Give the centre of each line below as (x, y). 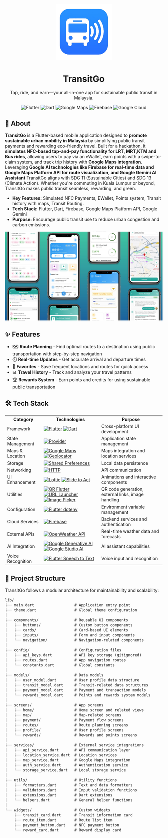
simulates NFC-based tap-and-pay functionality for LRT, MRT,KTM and (81, 151)
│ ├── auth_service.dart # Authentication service (67, 765)
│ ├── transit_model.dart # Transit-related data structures (77, 685)
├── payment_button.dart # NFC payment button (67, 825)
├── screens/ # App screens (54, 705)
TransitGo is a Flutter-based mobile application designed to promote (76, 135)
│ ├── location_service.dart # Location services (61, 755)
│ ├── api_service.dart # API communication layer (68, 750)
